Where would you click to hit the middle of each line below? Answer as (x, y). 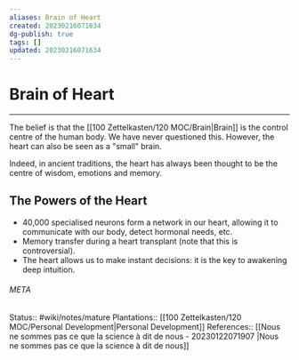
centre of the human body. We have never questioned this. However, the (142, 137)
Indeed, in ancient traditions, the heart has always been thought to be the (144, 164)
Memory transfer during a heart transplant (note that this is (130, 241)
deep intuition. (48, 269)
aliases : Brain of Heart (55, 17)
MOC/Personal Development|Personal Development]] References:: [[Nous (145, 327)
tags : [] (25, 42)
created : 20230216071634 (55, 26)
